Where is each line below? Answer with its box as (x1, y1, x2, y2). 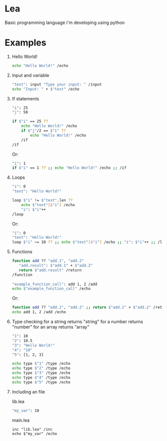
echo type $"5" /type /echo (11, 380, 70, 385)
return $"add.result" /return (18, 268, 82, 273)
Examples (4, 37, 46, 48)
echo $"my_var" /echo (11, 431, 57, 436)
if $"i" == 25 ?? (11, 119, 48, 124)
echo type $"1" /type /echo (11, 361, 70, 366)
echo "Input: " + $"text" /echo (11, 86, 79, 91)
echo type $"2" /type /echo (11, 366, 70, 371)
